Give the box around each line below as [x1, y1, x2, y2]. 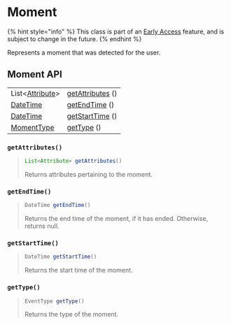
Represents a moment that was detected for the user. [7, 48, 161, 57]
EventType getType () [24, 298, 85, 305]
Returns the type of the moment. [24, 310, 119, 319]
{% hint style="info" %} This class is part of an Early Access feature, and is [7, 27, 225, 36]
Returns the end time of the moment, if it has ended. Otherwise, [24, 215, 209, 223]
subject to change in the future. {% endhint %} [7, 34, 142, 43]
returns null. [24, 222, 59, 231]
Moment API [7, 68, 63, 80]
